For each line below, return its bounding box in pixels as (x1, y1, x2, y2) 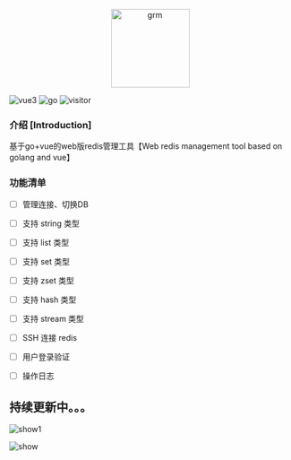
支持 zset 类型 (21, 274, 74, 286)
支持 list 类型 (21, 237, 70, 247)
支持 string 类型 (21, 218, 81, 229)
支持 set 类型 (21, 256, 70, 266)
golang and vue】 (9, 152, 74, 163)
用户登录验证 (21, 352, 70, 362)
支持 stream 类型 (21, 313, 85, 324)
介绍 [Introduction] (9, 118, 92, 131)
